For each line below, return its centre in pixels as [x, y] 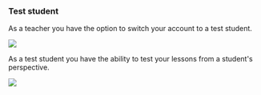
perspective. [29, 67]
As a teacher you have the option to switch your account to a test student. [130, 29]
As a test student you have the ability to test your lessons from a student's [131, 59]
